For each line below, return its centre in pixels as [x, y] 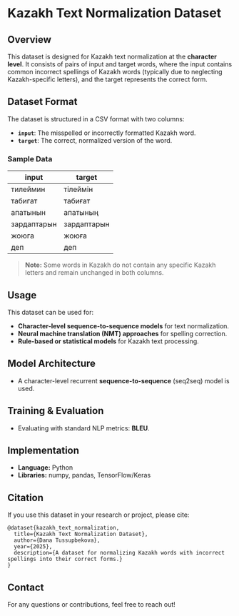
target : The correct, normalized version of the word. [95, 140]
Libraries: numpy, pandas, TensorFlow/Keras [84, 475]
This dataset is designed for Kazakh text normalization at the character [112, 56]
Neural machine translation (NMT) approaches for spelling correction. [122, 333]
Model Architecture [52, 364]
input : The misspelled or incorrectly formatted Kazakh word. [107, 133]
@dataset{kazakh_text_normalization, [63, 528]
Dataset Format [42, 102]
